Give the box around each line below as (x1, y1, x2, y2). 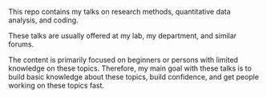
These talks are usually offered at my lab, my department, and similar (8, 31, 237, 40)
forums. (8, 39, 34, 49)
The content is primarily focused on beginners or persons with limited (8, 55, 239, 64)
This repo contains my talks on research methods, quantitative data (8, 7, 231, 16)
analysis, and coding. (8, 15, 79, 25)
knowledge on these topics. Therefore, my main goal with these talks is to (8, 63, 253, 73)
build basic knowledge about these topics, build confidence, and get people (8, 72, 259, 81)
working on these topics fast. (8, 80, 105, 90)
